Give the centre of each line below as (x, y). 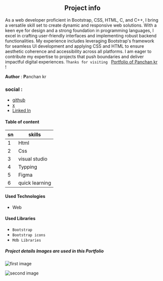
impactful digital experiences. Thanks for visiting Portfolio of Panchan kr (81, 62)
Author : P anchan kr (26, 76)
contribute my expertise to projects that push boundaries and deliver (74, 57)
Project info (82, 8)
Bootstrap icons (29, 235)
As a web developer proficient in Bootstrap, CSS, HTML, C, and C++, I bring (82, 20)
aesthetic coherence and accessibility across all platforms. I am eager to (78, 51)
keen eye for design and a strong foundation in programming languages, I (79, 30)
